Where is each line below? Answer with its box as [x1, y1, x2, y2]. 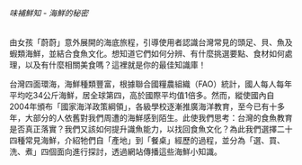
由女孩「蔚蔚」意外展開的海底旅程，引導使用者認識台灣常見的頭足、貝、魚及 [9, 37, 293, 48]
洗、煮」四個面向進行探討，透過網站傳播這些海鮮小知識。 [9, 146, 222, 157]
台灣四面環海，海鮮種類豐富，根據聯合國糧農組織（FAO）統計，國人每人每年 [9, 78, 292, 89]
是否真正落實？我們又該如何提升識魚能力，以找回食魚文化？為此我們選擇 [9, 124, 277, 134]
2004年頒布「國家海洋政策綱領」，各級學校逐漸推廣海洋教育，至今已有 [9, 101, 270, 112]
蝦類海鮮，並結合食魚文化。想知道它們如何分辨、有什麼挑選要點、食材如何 [9, 49, 285, 60]
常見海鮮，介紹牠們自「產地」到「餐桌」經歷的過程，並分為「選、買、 [24, 135, 285, 146]
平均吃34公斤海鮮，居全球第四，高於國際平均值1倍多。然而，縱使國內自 [9, 90, 275, 101]
